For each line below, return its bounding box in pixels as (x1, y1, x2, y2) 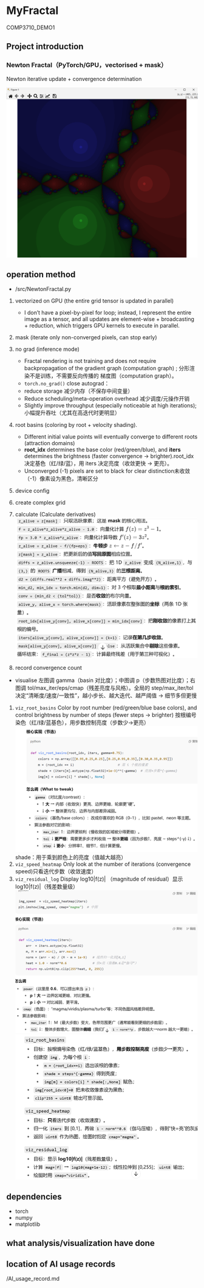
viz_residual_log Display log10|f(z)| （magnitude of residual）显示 (15, 875, 183, 882)
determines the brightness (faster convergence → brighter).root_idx (24, 452, 194, 460)
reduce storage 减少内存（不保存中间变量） (24, 387, 134, 395)
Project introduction (6, 41, 84, 52)
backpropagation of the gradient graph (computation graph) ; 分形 (24, 365, 190, 372)
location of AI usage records (6, 1259, 115, 1269)
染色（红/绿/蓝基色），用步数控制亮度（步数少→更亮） (15, 719, 150, 727)
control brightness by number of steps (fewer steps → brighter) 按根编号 (15, 711, 197, 719)
